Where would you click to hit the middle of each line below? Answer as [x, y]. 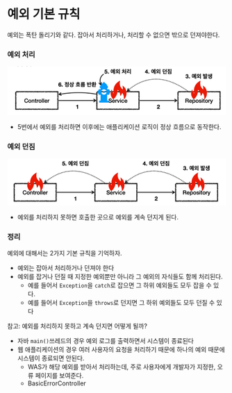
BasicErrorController [57, 383]
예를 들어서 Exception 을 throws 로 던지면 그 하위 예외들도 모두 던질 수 [121, 302]
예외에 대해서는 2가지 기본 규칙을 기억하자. [65, 253]
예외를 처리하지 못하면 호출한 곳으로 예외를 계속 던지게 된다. [98, 217]
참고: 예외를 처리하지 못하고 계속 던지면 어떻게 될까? [77, 326]
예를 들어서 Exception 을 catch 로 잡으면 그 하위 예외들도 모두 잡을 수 [119, 285]
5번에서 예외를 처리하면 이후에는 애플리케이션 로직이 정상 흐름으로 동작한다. [119, 127]
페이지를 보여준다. [59, 375]
